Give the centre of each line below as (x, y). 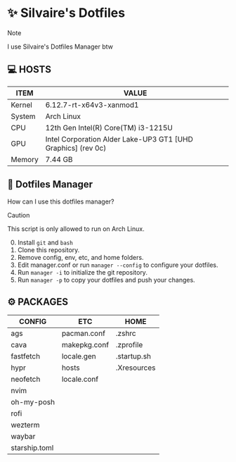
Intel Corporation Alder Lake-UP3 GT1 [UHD (119, 139)
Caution (19, 215)
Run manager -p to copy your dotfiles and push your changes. (106, 280)
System (24, 116)
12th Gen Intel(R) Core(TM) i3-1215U (109, 127)
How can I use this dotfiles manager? (61, 201)
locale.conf (80, 380)
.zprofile (129, 345)
